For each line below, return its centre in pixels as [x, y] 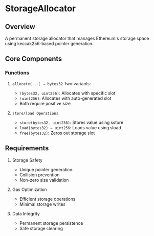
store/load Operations [35, 113]
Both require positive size [45, 103]
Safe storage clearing [41, 228]
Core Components [33, 59]
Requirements [27, 148]
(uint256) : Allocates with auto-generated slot [65, 98]
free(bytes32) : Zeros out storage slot [57, 133]
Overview [20, 27]
